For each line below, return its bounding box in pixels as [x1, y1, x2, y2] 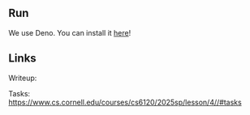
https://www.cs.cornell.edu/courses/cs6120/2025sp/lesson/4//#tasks [8, 97, 242, 107]
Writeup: [8, 73, 37, 83]
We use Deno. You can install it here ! [8, 28, 131, 37]
